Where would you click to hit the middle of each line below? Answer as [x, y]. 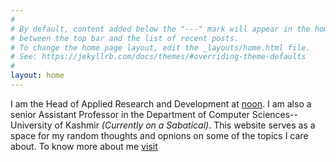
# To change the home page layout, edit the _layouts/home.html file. [160, 47]
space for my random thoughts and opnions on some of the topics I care [159, 135]
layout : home [37, 76]
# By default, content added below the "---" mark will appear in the [160, 29]
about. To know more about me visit [84, 146]
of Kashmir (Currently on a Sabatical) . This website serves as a [185, 125]
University [31, 125]
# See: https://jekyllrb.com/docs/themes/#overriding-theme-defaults [158, 57]
